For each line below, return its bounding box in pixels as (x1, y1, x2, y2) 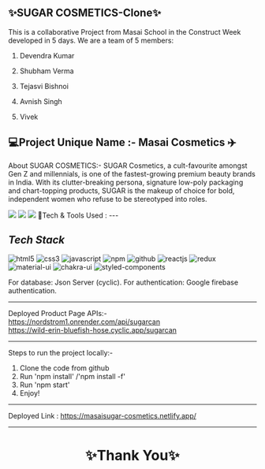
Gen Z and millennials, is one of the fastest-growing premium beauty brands (8, 169, 256, 178)
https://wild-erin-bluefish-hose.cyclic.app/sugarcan (8, 326, 177, 335)
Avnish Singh (19, 96, 63, 106)
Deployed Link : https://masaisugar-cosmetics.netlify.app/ (8, 411, 197, 421)
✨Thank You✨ (85, 446, 180, 464)
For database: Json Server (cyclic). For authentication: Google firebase (8, 277, 239, 287)
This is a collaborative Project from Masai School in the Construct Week (8, 27, 241, 36)
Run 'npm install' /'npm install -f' (19, 372, 126, 382)
